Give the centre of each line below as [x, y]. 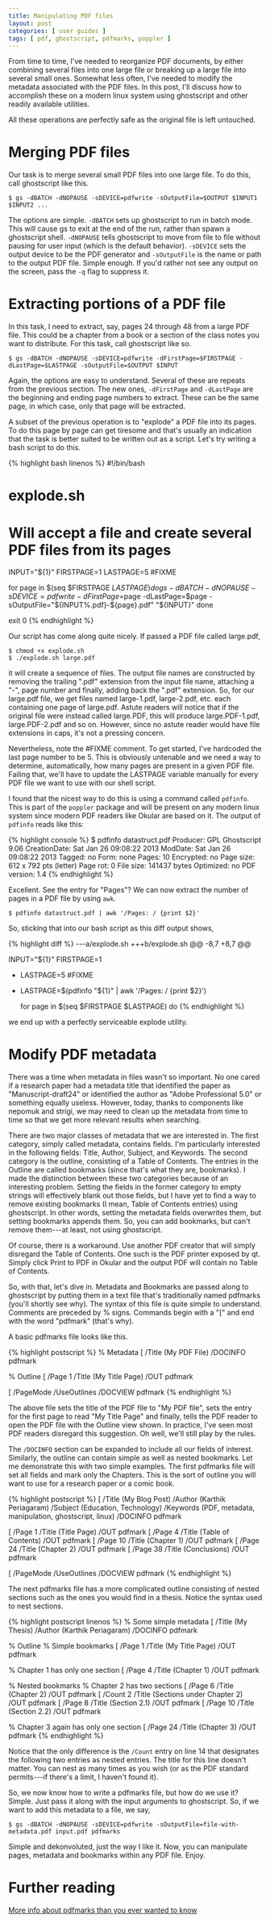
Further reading [62, 1888]
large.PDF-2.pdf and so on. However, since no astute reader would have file [134, 725]
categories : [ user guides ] [57, 31]
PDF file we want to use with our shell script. [82, 783]
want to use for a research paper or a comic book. [91, 1484]
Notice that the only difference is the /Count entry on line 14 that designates [134, 1751]
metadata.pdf [30, 1832]
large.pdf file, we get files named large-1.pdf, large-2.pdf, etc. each [120, 699]
